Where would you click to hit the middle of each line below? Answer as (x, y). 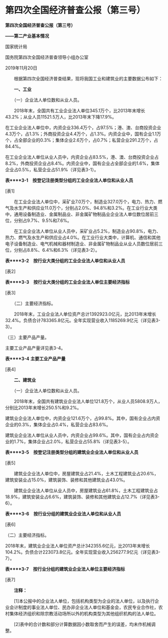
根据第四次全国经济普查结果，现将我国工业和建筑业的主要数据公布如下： (88, 78)
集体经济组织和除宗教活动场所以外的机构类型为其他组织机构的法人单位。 (84, 613)
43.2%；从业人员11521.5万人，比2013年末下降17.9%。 (61, 117)
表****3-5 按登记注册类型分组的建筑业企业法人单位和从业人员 (72, 452)
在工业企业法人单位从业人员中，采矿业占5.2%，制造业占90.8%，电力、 (87, 231)
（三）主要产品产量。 (27, 337)
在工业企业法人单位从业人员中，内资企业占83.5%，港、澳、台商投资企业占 (82, 157)
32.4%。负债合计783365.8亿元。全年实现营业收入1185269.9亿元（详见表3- (83, 320)
